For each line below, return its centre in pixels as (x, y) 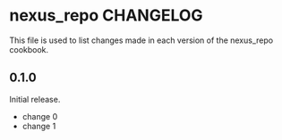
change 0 (40, 116)
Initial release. (35, 99)
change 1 (39, 126)
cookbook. (29, 49)
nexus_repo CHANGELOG (106, 16)
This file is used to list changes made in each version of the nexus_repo (141, 40)
